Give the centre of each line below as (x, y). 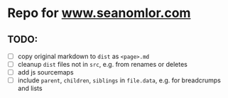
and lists (30, 88)
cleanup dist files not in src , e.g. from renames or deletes (103, 65)
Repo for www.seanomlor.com (99, 13)
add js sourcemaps (45, 72)
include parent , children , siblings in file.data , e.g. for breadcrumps (119, 80)
